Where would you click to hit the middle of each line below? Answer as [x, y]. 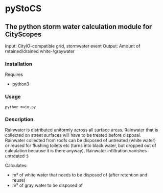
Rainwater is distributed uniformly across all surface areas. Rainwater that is [81, 130]
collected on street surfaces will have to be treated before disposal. [73, 135]
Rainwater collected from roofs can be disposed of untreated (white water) [81, 140]
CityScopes [23, 34]
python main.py [21, 107]
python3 [21, 84]
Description [19, 119]
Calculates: [16, 165]
